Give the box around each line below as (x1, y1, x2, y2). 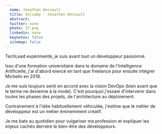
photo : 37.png (9, 26, 39, 31)
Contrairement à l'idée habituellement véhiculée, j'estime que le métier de (5, 103, 156, 109)
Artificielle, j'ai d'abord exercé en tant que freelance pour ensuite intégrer (5, 68, 155, 74)
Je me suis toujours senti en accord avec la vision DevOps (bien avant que (5, 83, 158, 89)
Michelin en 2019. (5, 73, 41, 79)
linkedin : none (9, 30, 41, 35)
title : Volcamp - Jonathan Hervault (9, 12, 85, 17)
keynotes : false (9, 35, 43, 40)
